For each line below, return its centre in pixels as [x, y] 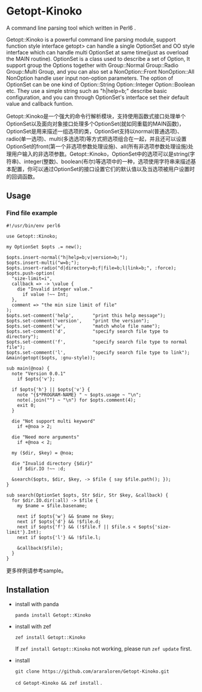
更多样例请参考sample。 [36, 570]
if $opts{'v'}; [36, 379]
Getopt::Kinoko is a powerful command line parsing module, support [91, 39]
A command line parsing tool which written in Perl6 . [71, 28]
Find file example [32, 213]
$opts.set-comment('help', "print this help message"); [86, 315]
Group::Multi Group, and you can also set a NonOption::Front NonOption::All [100, 71]
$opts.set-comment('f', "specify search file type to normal [97, 342]
